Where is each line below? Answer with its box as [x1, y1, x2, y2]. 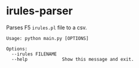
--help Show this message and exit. [11, 56, 134, 62]
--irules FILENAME [11, 51, 58, 57]
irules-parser [6, 4, 73, 18]
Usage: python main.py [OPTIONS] [6, 35, 89, 41]
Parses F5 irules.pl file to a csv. [6, 24, 87, 31]
